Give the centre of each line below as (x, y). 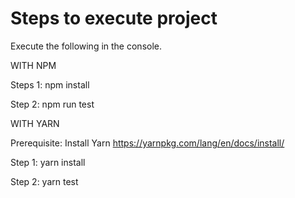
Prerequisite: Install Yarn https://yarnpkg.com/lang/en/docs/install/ (147, 143)
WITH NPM (33, 65)
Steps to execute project (114, 18)
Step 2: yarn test (44, 181)
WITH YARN (35, 123)
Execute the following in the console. (86, 46)
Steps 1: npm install (50, 84)
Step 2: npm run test (52, 104)
